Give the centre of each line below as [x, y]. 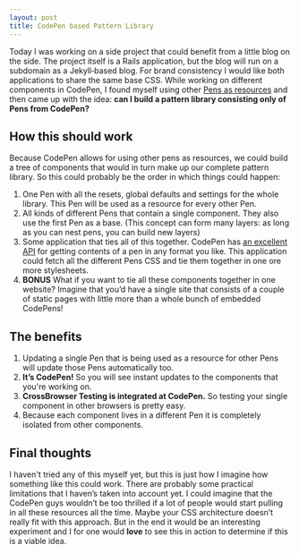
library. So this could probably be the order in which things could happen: [145, 177]
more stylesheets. [56, 270]
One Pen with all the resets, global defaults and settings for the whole [150, 194]
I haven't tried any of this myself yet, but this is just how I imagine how [139, 474]
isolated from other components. [82, 425]
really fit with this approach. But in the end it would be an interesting [135, 522]
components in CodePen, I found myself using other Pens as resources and [149, 89]
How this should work [71, 136]
